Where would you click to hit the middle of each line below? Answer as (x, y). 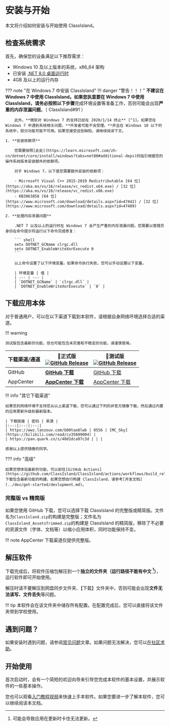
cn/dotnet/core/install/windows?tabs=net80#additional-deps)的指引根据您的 (84, 156)
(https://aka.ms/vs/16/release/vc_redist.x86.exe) (60, 191)
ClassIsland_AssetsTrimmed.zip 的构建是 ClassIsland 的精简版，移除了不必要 (84, 523)
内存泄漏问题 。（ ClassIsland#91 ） (50, 109)
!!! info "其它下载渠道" (28, 395)
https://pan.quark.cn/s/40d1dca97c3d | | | (56, 439)
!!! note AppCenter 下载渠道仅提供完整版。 (49, 540)
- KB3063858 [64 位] (36, 196)
